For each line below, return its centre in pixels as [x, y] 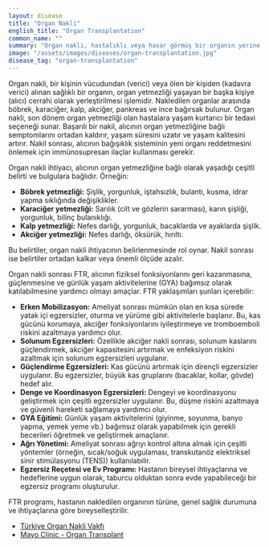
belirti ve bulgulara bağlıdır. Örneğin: [69, 176]
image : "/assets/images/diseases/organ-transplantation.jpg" [113, 53]
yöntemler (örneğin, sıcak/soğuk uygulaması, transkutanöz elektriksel [135, 452]
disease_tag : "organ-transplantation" [73, 61]
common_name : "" [35, 38]
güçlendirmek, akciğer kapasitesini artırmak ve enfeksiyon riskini [127, 349]
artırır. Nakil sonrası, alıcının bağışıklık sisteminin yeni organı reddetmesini [130, 143]
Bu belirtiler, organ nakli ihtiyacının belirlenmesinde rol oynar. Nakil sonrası [131, 249]
